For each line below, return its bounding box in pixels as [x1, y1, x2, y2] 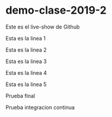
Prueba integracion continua [5, 103, 75, 110]
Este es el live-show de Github [5, 23, 80, 30]
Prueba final [5, 92, 36, 99]
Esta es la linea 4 [5, 69, 47, 76]
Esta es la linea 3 [5, 58, 47, 65]
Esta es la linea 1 [5, 34, 46, 42]
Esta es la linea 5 [5, 81, 47, 88]
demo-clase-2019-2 [5, 4, 107, 17]
